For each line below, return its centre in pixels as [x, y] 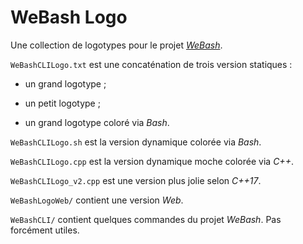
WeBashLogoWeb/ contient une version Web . [97, 200]
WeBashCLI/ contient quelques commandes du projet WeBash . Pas [146, 219]
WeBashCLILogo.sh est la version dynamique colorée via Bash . [136, 142]
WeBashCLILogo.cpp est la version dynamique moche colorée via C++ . [152, 161]
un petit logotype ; [62, 103]
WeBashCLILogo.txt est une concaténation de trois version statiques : [151, 64]
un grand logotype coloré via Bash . [97, 122]
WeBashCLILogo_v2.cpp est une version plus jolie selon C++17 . [136, 180]
